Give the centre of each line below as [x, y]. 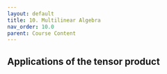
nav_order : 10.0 [31, 27]
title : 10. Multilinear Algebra [54, 20]
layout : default [31, 14]
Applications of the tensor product [83, 61]
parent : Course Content [42, 33]
